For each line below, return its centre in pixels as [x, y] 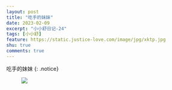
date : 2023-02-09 [28, 23]
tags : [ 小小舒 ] [24, 34]
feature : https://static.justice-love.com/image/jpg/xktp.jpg [86, 40]
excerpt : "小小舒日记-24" [37, 28]
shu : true [19, 46]
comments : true [25, 51]
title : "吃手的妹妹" [30, 17]
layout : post [23, 12]
